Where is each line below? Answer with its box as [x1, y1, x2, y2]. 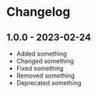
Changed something [16, 57, 75, 65]
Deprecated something [16, 79, 82, 86]
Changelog [6, 4, 71, 20]
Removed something [16, 71, 75, 80]
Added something [16, 49, 67, 58]
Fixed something [16, 64, 64, 72]
